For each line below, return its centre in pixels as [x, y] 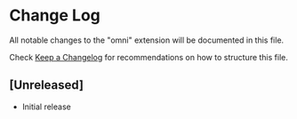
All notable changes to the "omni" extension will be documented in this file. [147, 40]
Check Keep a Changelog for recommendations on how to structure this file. [149, 57]
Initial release [46, 107]
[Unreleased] [47, 85]
